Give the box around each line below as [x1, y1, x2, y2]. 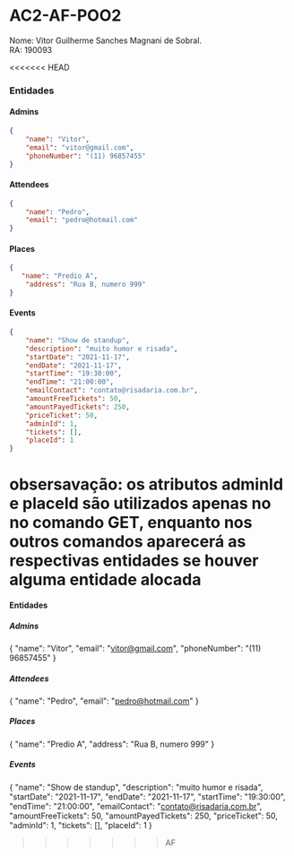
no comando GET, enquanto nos [9, 513, 253, 533]
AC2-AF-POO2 [9, 5, 122, 26]
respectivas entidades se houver [9, 550, 259, 571]
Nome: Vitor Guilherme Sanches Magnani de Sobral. [9, 35, 203, 46]
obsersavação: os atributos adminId [9, 474, 284, 495]
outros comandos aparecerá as [9, 532, 246, 552]
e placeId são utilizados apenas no [9, 494, 272, 514]
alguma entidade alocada [9, 570, 202, 590]
